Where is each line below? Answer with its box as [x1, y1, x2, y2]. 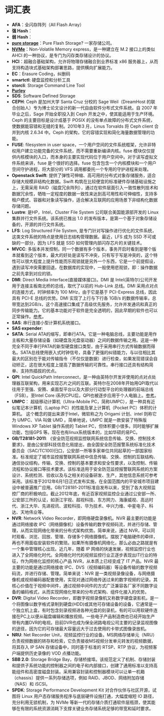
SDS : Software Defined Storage [11, 93, 76, 99]
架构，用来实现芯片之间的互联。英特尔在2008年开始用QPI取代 [28, 380, 155, 386]
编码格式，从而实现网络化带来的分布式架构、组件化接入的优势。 [20, 589, 149, 595]
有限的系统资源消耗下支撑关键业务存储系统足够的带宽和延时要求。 [20, 705, 154, 711]
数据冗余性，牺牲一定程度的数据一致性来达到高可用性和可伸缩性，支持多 [11, 191, 158, 196]
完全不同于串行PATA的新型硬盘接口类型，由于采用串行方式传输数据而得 [11, 343, 155, 349]
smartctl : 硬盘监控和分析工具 [11, 77, 70, 83]
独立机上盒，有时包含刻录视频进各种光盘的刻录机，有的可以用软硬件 [16, 607, 154, 613]
